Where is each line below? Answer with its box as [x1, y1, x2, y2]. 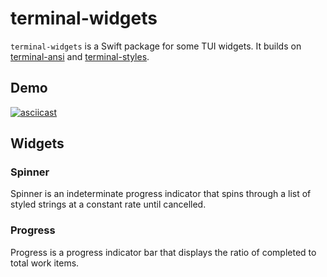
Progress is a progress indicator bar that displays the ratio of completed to [10, 246, 317, 258]
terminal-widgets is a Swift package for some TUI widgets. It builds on [10, 40, 302, 52]
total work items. [10, 257, 80, 269]
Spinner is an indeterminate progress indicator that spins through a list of [10, 188, 312, 200]
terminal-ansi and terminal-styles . [10, 50, 150, 62]
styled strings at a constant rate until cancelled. [10, 198, 207, 211]
